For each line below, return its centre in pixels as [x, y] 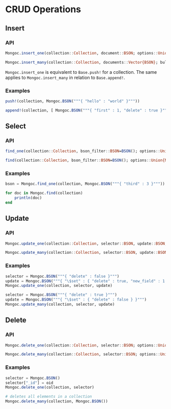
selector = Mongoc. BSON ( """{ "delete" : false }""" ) [62, 276]
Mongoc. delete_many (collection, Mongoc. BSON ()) [57, 401]
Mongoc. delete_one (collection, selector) [50, 388]
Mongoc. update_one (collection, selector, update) [59, 286]
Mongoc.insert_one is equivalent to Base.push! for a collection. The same [81, 72]
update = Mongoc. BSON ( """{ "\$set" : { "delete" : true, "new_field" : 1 [85, 281]
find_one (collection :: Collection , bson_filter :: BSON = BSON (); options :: [83, 151]
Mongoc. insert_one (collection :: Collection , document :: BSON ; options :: [82, 53]
